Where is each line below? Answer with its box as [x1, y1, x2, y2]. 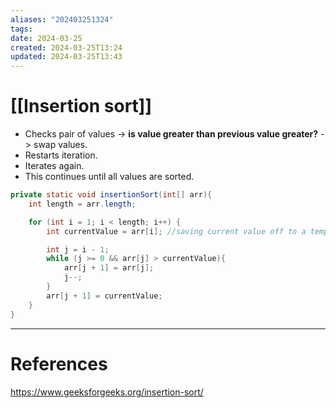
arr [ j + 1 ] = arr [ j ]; [63, 263, 155, 273]
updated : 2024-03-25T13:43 [10, 52, 123, 62]
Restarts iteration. [24, 149, 98, 161]
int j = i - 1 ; [46, 244, 110, 255]
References [10, 352, 108, 375]
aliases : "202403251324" [10, 14, 114, 25]
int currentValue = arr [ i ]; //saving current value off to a [46, 226, 307, 236]
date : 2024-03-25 [10, 33, 83, 43]
